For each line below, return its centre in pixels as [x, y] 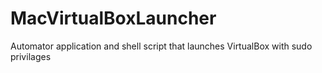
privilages [31, 56]
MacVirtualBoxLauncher [113, 18]
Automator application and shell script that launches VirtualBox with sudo [161, 46]
